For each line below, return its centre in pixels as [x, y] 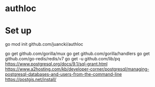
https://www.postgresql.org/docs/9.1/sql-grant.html [56, 64]
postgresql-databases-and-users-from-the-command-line [63, 74]
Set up [18, 31]
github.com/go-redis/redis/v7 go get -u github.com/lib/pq [62, 59]
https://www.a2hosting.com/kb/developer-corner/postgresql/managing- [77, 69]
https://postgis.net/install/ [31, 79]
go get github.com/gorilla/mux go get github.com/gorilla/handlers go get [77, 53]
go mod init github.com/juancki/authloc [44, 44]
